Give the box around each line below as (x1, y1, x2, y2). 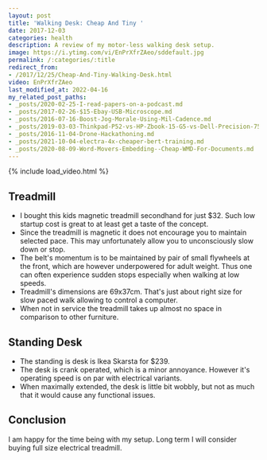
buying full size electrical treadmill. (8, 442, 122, 452)
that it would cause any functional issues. (19, 391, 156, 400)
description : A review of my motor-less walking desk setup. (8, 41, 215, 49)
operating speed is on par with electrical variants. (19, 373, 183, 383)
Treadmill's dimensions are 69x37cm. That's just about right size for (19, 287, 242, 297)
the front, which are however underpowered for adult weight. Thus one (19, 262, 253, 271)
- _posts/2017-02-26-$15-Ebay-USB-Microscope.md (8, 108, 172, 116)
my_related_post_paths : (8, 93, 87, 101)
